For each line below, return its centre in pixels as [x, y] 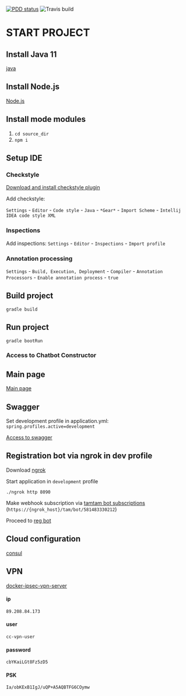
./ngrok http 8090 [28, 492]
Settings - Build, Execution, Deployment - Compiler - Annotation [85, 271]
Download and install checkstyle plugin [53, 187]
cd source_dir [31, 134]
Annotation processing [39, 258]
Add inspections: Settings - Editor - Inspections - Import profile [86, 243]
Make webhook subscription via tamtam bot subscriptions [76, 503]
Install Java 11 [31, 54]
